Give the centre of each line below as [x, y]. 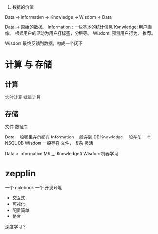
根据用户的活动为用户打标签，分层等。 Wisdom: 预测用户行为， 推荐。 [85, 33]
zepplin [20, 173]
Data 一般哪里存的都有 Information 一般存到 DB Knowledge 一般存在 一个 [78, 137]
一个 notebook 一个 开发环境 [34, 187]
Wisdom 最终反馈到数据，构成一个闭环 [44, 43]
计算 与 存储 [29, 65]
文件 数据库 [16, 126]
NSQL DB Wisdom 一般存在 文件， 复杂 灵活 [49, 143]
